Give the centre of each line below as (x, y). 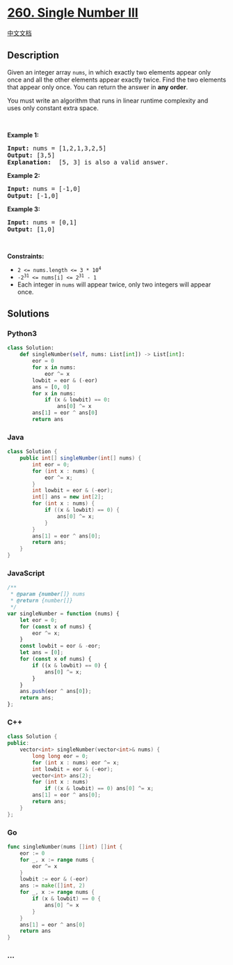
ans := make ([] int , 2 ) (53, 886)
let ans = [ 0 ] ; (42, 653)
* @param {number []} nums (48, 594)
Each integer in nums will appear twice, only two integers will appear (114, 284)
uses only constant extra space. (53, 108)
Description (33, 55)
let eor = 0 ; (39, 620)
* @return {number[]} (41, 601)
